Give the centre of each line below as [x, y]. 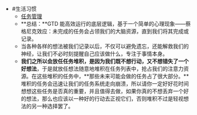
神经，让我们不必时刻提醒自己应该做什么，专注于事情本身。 [94, 54]
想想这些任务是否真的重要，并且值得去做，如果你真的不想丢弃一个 [102, 91]
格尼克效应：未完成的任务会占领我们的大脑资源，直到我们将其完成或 [105, 31]
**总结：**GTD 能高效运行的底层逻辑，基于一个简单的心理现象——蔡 [106, 24]
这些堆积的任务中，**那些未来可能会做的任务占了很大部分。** [113, 76]
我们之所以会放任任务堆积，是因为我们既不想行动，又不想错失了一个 [105, 61]
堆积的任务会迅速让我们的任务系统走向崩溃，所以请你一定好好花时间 [105, 84]
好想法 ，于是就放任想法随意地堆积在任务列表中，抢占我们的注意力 [102, 69]
